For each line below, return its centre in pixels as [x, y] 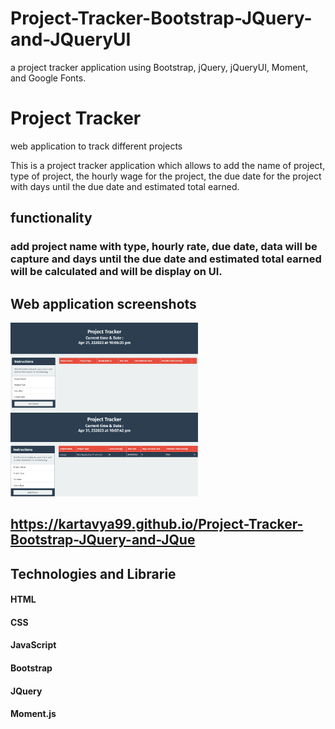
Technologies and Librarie [93, 573]
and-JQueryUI [71, 39]
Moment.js [33, 714]
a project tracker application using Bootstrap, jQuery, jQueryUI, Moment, [159, 67]
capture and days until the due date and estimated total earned [166, 259]
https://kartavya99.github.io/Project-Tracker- [157, 524]
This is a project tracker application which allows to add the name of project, [168, 165]
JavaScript [33, 645]
